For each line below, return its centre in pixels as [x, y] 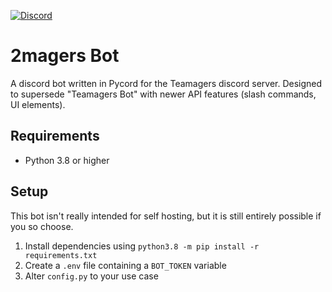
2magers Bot [65, 56]
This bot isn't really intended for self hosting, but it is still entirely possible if [166, 216]
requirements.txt [61, 255]
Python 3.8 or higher [67, 160]
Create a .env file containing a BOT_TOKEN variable [125, 265]
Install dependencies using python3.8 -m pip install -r [142, 246]
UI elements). [38, 104]
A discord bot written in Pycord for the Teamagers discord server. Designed [166, 83]
